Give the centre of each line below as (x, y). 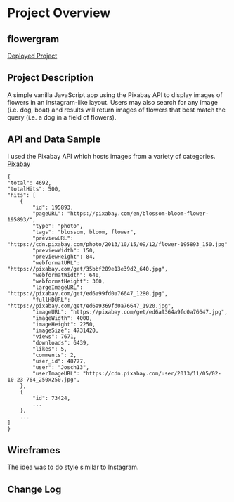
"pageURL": (48, 213)
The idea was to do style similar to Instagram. (73, 467)
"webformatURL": (56, 263)
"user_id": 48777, (59, 361)
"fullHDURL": (52, 300)
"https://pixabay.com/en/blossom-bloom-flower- (138, 213)
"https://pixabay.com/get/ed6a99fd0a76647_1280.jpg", (88, 293)
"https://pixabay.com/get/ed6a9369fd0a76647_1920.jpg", (91, 306)
